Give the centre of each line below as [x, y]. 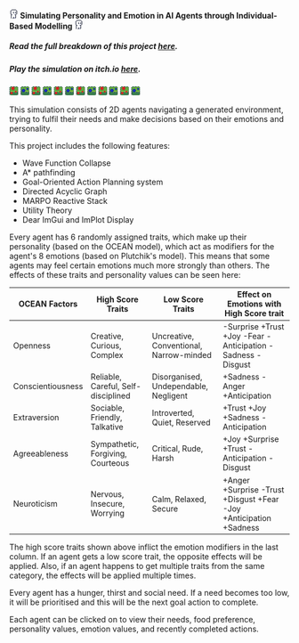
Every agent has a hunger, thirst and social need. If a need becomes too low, [149, 593]
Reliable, [106, 377]
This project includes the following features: [90, 145]
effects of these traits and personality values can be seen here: [125, 274]
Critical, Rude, [178, 449]
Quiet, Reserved [181, 422]
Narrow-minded [182, 354]
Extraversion [36, 418]
